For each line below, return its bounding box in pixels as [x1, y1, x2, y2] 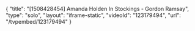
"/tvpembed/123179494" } [6, 18, 72, 25]
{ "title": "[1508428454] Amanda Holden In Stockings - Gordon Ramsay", [6, 5, 189, 12]
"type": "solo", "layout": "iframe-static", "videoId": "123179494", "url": [6, 12, 182, 19]
